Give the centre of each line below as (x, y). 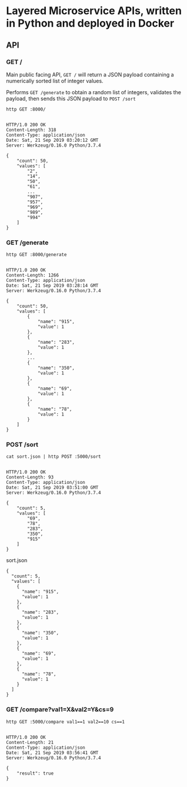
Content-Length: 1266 (33, 275)
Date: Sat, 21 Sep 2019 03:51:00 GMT (52, 488)
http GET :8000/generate (36, 255)
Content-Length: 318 (31, 130)
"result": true (35, 773)
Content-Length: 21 (30, 742)
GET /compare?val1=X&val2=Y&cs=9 (60, 709)
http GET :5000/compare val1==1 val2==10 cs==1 (66, 722)
